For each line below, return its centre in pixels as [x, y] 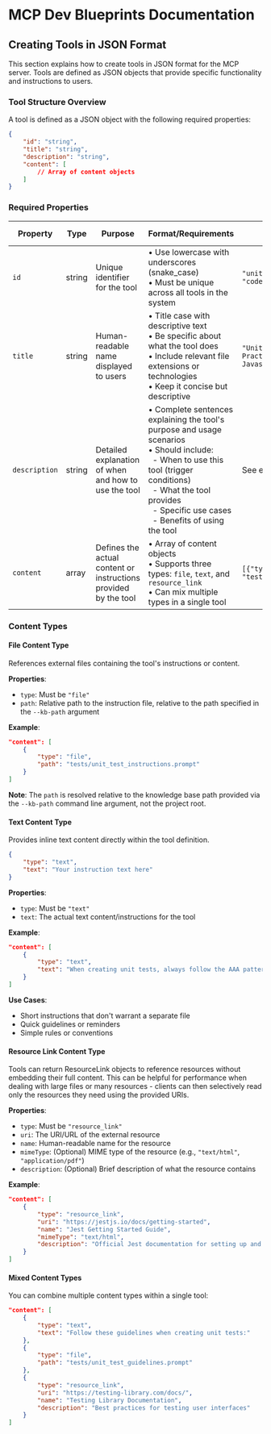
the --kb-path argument [60, 711]
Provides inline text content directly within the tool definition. [109, 840]
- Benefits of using [188, 520]
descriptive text [177, 326]
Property [35, 233]
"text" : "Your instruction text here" [88, 869]
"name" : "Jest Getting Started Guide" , [104, 1229]
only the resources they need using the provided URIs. [99, 1095]
